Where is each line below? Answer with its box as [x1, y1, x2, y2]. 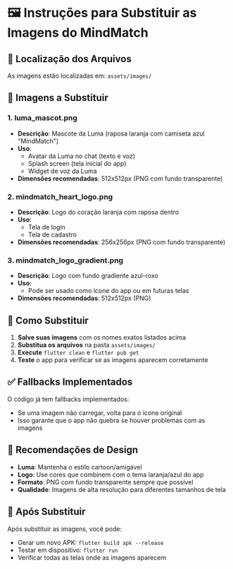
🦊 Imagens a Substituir [7, 92, 108, 104]
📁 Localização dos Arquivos [7, 53, 132, 65]
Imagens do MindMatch [7, 25, 149, 41]
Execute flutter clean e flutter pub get [17, 348, 139, 357]
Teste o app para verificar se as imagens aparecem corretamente [17, 356, 209, 364]
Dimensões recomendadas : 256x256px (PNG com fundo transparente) [17, 237, 226, 246]
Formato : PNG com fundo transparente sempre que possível [17, 477, 194, 486]
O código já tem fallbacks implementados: [7, 395, 130, 403]
